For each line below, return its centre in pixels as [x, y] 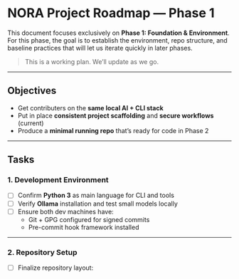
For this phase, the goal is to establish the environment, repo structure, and [117, 40]
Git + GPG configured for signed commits [89, 219]
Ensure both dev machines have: [65, 211]
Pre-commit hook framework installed [84, 227]
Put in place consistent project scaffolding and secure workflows [116, 115]
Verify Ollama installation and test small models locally [97, 204]
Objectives [32, 91]
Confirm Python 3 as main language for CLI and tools [96, 195]
